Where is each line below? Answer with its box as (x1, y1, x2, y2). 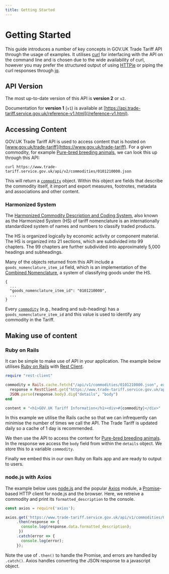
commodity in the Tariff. (5, 317, 55, 323)
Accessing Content (5, 125, 67, 134)
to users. (5, 461, 24, 467)
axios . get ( (5, 515, 28, 520)
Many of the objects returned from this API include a (5, 259, 114, 265)
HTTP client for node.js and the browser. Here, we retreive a (19, 491, 144, 497)
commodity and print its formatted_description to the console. (5, 496, 135, 502)
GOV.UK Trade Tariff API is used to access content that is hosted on (5, 138, 146, 145)
